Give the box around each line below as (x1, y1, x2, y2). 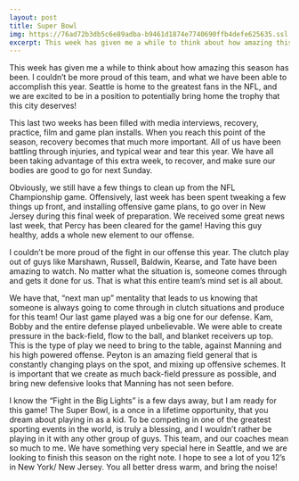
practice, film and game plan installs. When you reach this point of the (9, 127, 266, 138)
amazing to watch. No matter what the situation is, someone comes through (9, 266, 287, 277)
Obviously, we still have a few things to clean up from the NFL (9, 182, 236, 193)
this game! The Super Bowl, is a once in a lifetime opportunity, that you (9, 405, 269, 416)
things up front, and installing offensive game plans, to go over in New (9, 202, 267, 212)
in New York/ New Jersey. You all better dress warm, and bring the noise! (9, 461, 278, 473)
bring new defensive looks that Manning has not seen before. (9, 378, 234, 389)
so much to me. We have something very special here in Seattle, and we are (9, 443, 287, 453)
